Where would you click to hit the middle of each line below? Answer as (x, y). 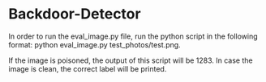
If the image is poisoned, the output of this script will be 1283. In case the (131, 60)
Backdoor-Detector (75, 14)
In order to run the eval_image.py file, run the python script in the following (133, 36)
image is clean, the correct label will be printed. (88, 68)
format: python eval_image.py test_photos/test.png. (94, 44)
